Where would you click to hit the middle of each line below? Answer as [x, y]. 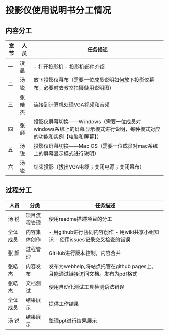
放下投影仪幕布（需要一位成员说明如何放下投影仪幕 [94, 80]
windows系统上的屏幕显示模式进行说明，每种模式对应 [97, 129]
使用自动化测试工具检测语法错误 [87, 287]
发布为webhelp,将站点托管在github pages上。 [103, 266]
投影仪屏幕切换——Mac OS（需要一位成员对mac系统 [96, 146]
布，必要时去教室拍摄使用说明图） [74, 88]
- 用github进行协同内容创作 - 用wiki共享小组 [101, 232]
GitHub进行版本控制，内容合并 [84, 253]
